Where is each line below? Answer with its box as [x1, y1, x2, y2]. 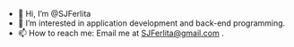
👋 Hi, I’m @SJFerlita [17, 9, 91, 19]
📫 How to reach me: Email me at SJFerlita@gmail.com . [17, 27, 224, 38]
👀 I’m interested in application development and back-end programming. [17, 18, 286, 28]
